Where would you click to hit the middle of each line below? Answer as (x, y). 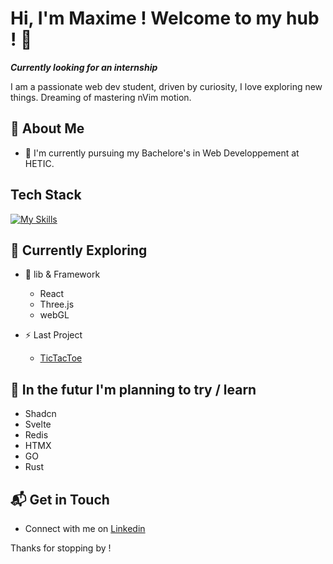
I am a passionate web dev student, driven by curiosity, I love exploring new (166, 86)
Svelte (38, 424)
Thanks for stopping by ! (61, 548)
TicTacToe (61, 358)
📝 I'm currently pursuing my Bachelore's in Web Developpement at (162, 153)
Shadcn (40, 414)
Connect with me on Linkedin (85, 528)
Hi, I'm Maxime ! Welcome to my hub (165, 18)
